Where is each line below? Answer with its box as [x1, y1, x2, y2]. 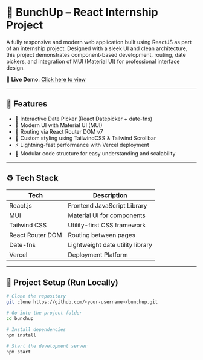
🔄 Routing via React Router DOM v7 [14, 128, 104, 135]
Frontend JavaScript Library [68, 201, 147, 209]
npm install [6, 332, 36, 338]
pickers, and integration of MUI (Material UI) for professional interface [6, 57, 180, 65]
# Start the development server [6, 343, 88, 349]
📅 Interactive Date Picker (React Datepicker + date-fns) [14, 115, 153, 122]
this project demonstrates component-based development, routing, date [6, 51, 186, 58]
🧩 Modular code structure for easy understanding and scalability [14, 149, 176, 157]
